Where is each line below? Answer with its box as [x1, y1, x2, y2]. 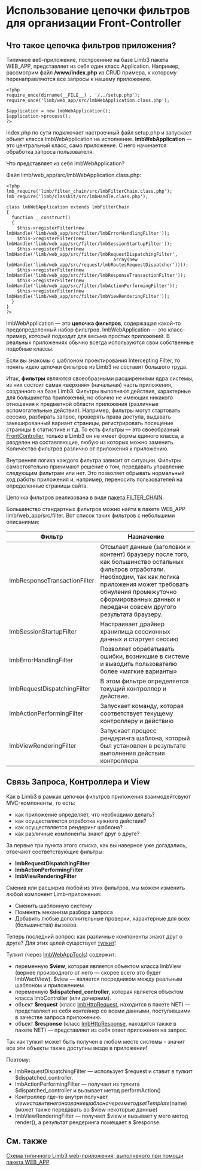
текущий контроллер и [100, 685, 166, 692]
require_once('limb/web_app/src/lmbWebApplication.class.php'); [6, 97, 170, 103]
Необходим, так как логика [100, 573, 179, 581]
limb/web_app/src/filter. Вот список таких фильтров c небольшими [6, 512, 175, 519]
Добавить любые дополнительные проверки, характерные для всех [14, 915, 190, 922]
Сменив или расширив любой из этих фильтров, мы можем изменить [6, 884, 185, 891]
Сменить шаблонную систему [14, 902, 93, 909]
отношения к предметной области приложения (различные [6, 401, 159, 407]
